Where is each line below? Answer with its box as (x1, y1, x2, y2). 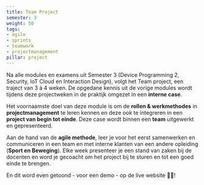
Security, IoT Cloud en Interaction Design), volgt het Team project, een (6, 78, 184, 85)
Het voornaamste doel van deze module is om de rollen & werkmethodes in (6, 102, 197, 110)
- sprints (6, 37, 32, 43)
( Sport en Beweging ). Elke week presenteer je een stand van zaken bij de (6, 147, 192, 154)
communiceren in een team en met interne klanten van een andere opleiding (6, 140, 199, 147)
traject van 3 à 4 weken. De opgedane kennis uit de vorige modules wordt (6, 84, 192, 92)
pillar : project (6, 54, 48, 60)
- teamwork (6, 43, 34, 49)
